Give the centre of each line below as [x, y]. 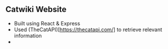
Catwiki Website [36, 10]
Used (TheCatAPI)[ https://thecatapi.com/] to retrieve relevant [88, 29]
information [28, 35]
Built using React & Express [47, 23]
